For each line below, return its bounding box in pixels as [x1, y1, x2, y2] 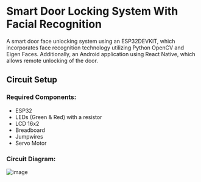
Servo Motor [15, 139, 47, 147]
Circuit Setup [6, 75, 58, 85]
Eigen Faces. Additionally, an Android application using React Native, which [6, 50, 196, 57]
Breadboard [15, 126, 46, 134]
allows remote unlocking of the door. [6, 57, 99, 64]
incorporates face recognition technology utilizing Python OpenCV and [6, 44, 185, 51]
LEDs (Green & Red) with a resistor [15, 113, 102, 120]
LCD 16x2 [15, 120, 40, 127]
